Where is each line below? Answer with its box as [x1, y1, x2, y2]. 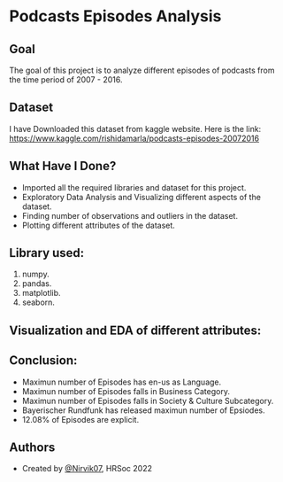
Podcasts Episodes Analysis [9, 6, 222, 27]
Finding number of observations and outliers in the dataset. [21, 210, 239, 221]
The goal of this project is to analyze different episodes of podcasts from [9, 65, 275, 75]
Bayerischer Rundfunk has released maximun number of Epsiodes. [21, 405, 265, 416]
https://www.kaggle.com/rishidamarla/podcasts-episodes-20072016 [9, 133, 259, 144]
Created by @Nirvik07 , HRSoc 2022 [21, 463, 153, 474]
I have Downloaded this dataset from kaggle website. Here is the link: [9, 123, 262, 134]
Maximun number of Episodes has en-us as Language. [21, 377, 222, 387]
